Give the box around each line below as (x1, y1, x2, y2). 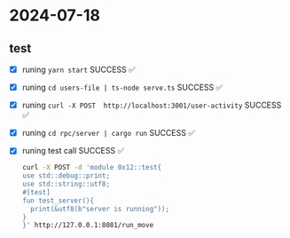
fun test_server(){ (21, 196, 95, 205)
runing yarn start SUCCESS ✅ (21, 64, 136, 75)
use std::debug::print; (21, 171, 111, 180)
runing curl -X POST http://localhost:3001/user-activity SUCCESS (21, 99, 282, 111)
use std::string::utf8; (21, 179, 111, 189)
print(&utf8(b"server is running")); (30, 204, 170, 213)
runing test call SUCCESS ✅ (21, 146, 125, 156)
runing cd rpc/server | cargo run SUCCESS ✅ (21, 128, 195, 139)
